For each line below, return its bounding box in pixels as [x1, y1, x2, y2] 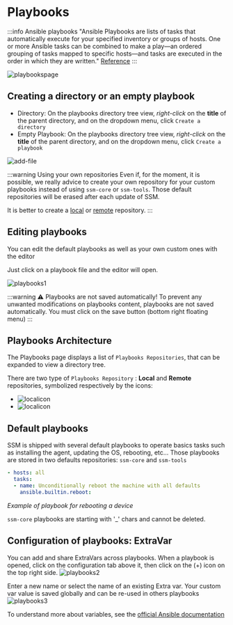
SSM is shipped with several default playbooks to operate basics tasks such [7, 441, 225, 450]
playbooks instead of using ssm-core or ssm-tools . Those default [7, 185, 192, 193]
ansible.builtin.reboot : [19, 489, 92, 496]
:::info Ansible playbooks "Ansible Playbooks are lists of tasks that [7, 27, 196, 35]
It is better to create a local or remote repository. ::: [7, 206, 153, 214]
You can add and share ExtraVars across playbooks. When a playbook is [7, 553, 214, 562]
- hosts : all [7, 469, 45, 477]
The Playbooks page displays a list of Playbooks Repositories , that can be [7, 353, 220, 362]
